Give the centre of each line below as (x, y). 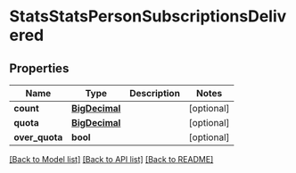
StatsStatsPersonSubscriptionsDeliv (148, 16)
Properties (39, 68)
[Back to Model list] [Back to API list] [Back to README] (111, 159)
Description (155, 93)
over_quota (38, 137)
